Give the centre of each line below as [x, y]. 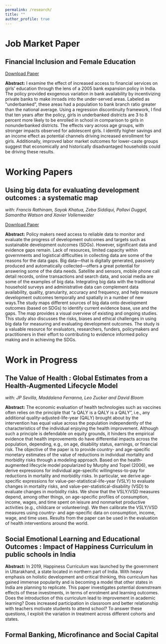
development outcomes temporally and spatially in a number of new [75, 298]
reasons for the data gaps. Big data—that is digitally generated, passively [80, 260]
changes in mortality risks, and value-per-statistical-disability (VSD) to [77, 486]
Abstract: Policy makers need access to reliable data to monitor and [75, 234]
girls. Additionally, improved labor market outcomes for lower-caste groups [82, 141]
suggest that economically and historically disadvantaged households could [83, 146]
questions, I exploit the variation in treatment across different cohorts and [80, 614]
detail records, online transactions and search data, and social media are [79, 276]
